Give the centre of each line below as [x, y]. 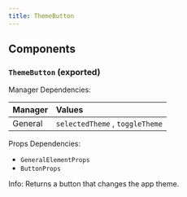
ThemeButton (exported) [54, 72]
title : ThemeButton [41, 16]
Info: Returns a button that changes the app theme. [94, 184]
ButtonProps [40, 169]
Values [70, 110]
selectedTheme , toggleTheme [109, 124]
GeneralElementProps [55, 160]
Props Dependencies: [45, 144]
